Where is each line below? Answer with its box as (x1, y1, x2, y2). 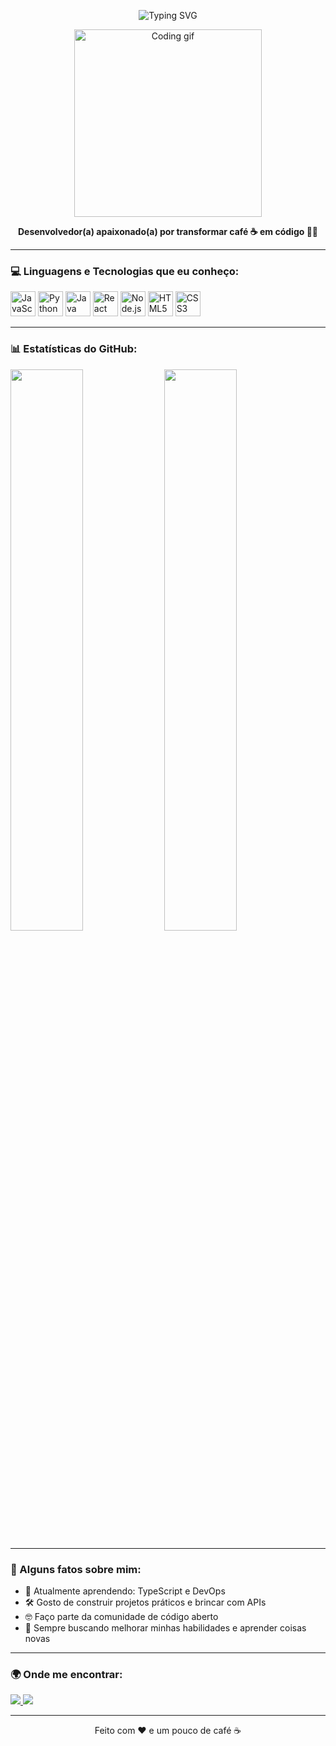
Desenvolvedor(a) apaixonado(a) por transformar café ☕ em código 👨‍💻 (17, 226, 319, 237)
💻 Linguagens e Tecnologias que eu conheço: (10, 264, 240, 278)
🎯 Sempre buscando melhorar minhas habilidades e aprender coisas (24, 1621, 307, 1634)
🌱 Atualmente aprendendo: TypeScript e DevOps (24, 1585, 226, 1597)
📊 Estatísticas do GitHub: (10, 342, 138, 356)
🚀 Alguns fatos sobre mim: (10, 1562, 142, 1576)
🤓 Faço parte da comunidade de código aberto (24, 1610, 219, 1622)
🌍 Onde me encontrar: (10, 1667, 123, 1681)
